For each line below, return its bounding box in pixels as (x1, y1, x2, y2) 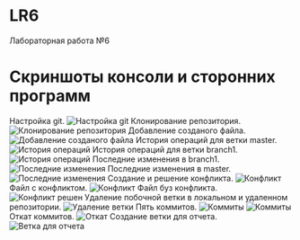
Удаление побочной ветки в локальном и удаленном (84, 191, 288, 202)
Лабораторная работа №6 (9, 35, 110, 46)
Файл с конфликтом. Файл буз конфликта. (9, 182, 218, 193)
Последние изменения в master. (107, 163, 232, 173)
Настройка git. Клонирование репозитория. (9, 115, 241, 126)
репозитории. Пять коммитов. (9, 201, 198, 212)
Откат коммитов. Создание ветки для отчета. (9, 210, 217, 221)
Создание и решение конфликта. (107, 173, 234, 183)
